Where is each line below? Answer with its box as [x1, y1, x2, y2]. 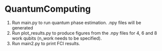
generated [11, 25, 33, 30]
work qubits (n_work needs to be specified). [11, 35, 102, 41]
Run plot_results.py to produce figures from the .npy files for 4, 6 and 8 [11, 30, 157, 36]
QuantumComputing [4, 3, 91, 15]
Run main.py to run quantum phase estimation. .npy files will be [11, 20, 142, 25]
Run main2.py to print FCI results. [11, 40, 80, 46]
